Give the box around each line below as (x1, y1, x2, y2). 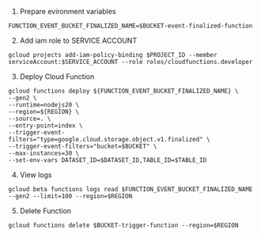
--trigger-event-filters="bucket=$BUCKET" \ (8, 142, 157, 150)
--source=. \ (8, 115, 51, 122)
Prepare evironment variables (19, 7, 116, 16)
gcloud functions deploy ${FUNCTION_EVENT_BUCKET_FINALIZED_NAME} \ (8, 87, 239, 95)
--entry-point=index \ (8, 122, 83, 130)
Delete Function (19, 206, 72, 216)
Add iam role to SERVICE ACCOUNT (19, 36, 138, 45)
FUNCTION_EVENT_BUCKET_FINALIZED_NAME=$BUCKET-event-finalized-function (8, 22, 253, 30)
